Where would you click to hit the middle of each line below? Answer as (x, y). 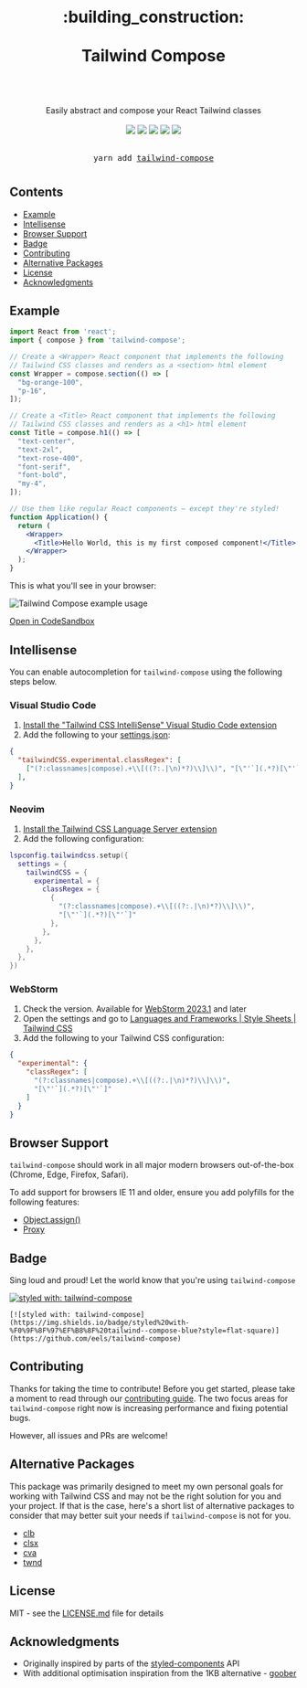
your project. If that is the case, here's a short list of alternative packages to (152, 1505)
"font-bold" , (42, 475)
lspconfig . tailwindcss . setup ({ (69, 855)
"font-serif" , (44, 467)
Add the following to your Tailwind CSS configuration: (123, 1038)
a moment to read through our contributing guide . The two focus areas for (149, 1398)
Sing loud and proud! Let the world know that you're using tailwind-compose (153, 1280)
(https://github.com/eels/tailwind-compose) (95, 1339)
